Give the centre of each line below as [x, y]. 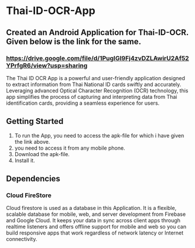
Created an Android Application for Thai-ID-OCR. [97, 32]
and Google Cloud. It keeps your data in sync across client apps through [93, 221]
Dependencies [33, 179]
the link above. [32, 142]
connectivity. [22, 239]
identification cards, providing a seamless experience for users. [83, 103]
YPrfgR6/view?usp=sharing [47, 66]
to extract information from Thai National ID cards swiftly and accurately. [94, 84]
